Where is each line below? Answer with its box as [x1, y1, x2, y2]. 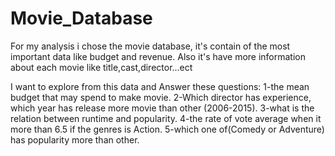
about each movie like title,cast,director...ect [10, 61, 193, 73]
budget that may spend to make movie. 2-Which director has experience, [10, 91, 312, 103]
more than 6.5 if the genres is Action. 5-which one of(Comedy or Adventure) [10, 123, 325, 135]
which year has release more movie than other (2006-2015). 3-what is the [10, 102, 315, 114]
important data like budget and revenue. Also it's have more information [10, 50, 307, 62]
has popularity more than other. [10, 133, 140, 146]
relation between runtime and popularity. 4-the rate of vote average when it [10, 112, 322, 124]
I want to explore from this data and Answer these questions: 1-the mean [10, 80, 310, 92]
